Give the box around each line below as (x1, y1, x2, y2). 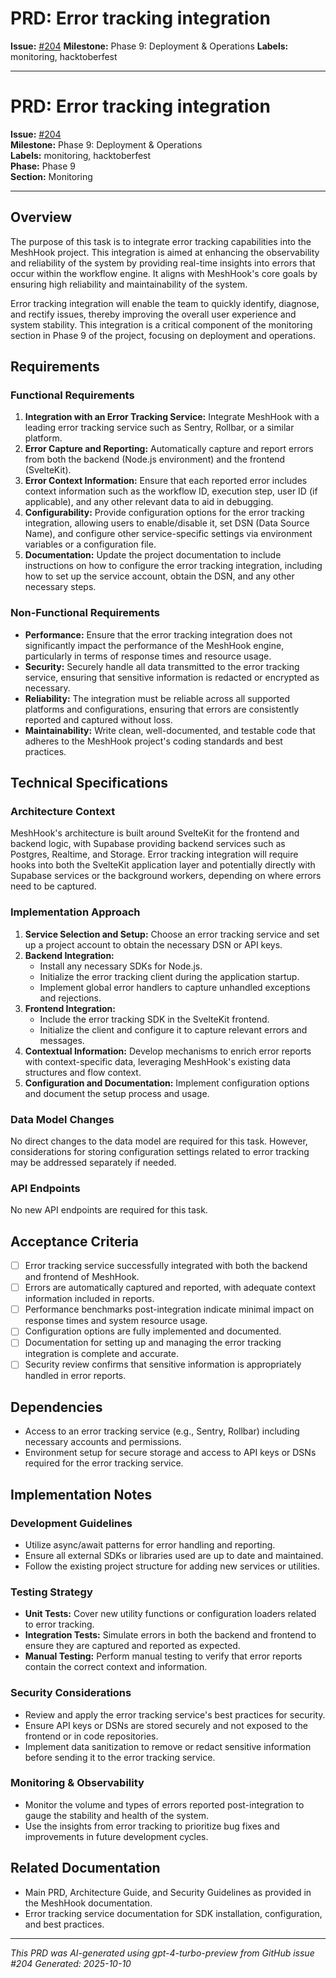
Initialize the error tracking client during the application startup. (39, 970, 300, 982)
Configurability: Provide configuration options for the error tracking (24, 507, 305, 519)
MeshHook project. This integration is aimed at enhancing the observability (10, 246, 320, 258)
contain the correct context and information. (24, 1661, 208, 1673)
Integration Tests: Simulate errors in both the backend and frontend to (24, 1629, 317, 1641)
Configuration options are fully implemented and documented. (24, 1325, 282, 1337)
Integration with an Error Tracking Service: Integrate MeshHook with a (24, 411, 320, 423)
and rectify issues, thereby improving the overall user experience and (10, 308, 297, 320)
